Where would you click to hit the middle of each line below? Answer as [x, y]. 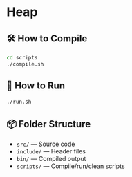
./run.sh [19, 102]
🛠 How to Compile [47, 38]
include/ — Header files [51, 151]
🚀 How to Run [36, 86]
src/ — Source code [46, 144]
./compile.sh [25, 64]
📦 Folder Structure [49, 124]
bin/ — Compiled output [51, 159]
